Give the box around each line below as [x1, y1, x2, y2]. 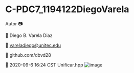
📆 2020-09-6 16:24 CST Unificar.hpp [5, 62, 83, 68]
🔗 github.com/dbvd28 [5, 52, 51, 58]
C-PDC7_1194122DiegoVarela [5, 4, 129, 15]
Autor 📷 [5, 20, 23, 26]
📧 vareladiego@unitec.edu [5, 42, 61, 48]
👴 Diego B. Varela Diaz [5, 32, 53, 39]
